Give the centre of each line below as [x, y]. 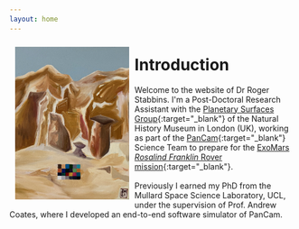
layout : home [34, 19]
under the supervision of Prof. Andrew [206, 205]
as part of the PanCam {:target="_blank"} [210, 137]
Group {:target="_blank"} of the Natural [206, 118]
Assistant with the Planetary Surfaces [204, 109]
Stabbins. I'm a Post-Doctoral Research [208, 99]
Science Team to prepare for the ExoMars [212, 147]
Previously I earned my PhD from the [203, 186]
